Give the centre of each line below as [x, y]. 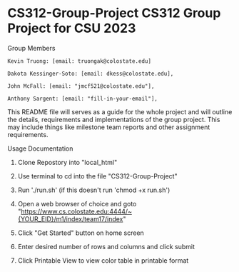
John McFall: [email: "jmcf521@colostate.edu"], [81, 86]
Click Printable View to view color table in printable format [103, 260]
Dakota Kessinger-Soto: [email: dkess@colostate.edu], [91, 74]
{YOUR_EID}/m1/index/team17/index [70, 218]
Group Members [31, 48]
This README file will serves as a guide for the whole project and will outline [120, 111]
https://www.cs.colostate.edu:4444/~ [76, 211]
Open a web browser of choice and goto [77, 203]
